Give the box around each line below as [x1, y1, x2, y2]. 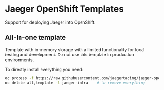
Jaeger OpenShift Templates [5, 3, 123, 15]
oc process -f [5, 75, 34, 81]
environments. [5, 57, 34, 63]
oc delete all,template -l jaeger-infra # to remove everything [5, 80, 145, 85]
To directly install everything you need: [5, 66, 83, 72]
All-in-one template [5, 34, 66, 42]
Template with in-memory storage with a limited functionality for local [5, 46, 145, 52]
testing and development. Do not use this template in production [5, 52, 134, 57]
